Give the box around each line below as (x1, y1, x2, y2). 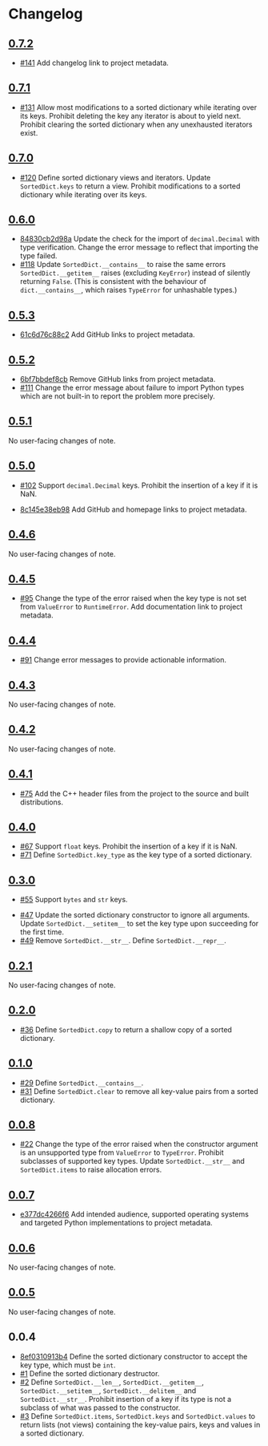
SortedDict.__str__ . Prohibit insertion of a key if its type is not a (19, 1394, 232, 1403)
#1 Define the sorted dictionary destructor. (19, 1368, 160, 1378)
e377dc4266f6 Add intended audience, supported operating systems (19, 1209, 250, 1219)
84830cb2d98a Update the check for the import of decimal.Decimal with (19, 234, 260, 244)
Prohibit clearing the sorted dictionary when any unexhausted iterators (19, 119, 253, 129)
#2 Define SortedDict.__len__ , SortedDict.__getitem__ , (19, 1377, 204, 1387)
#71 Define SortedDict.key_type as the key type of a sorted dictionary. (19, 850, 252, 860)
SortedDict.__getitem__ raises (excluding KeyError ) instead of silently (19, 268, 250, 277)
